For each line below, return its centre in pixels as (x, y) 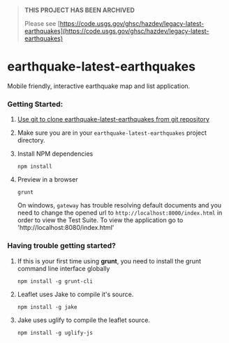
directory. (31, 140)
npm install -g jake (47, 307)
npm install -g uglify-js (55, 333)
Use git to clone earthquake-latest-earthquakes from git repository (113, 119)
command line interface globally (64, 268)
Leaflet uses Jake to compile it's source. (75, 294)
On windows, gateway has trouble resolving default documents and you (119, 205)
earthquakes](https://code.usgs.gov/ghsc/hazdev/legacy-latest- (117, 31)
